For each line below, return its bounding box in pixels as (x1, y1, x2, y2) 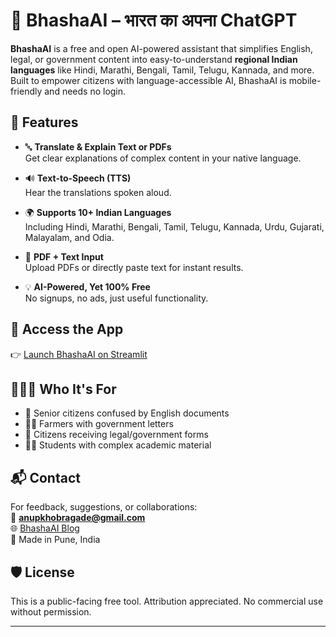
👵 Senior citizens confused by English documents (24, 407, 230, 419)
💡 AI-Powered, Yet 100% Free (24, 280, 151, 293)
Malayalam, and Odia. (24, 231, 115, 243)
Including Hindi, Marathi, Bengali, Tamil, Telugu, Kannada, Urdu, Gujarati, (24, 220, 325, 233)
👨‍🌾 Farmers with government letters (24, 418, 174, 430)
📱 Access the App (10, 321, 124, 338)
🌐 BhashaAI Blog (10, 522, 80, 534)
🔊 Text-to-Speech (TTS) (24, 172, 132, 184)
